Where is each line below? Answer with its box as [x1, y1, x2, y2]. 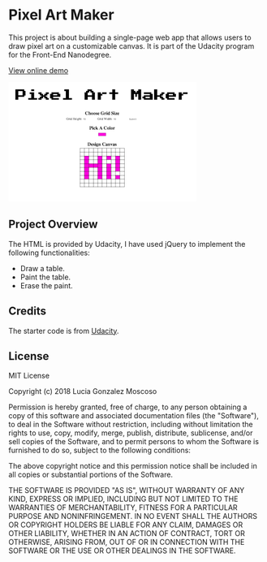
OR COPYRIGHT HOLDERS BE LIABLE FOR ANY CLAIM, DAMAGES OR [8, 520, 243, 530]
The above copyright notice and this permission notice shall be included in [8, 461, 257, 471]
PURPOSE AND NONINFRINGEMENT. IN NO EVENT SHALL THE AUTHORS [8, 512, 258, 521]
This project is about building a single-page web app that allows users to [8, 32, 252, 42]
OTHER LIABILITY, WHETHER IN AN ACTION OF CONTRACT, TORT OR [8, 529, 245, 538]
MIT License [8, 371, 50, 381]
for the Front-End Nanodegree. [8, 50, 112, 59]
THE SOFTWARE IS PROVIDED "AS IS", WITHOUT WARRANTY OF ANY [8, 486, 245, 495]
